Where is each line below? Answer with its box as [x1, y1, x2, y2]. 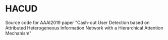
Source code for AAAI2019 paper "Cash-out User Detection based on [5, 19, 150, 25]
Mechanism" [5, 30, 32, 36]
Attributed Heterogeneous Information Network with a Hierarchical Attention [5, 24, 163, 30]
